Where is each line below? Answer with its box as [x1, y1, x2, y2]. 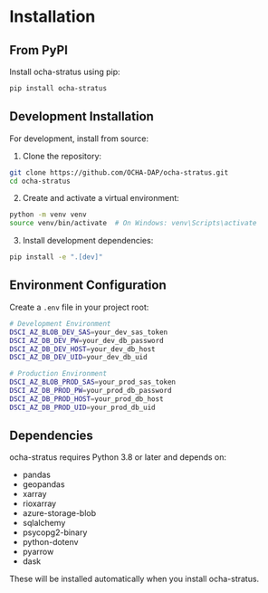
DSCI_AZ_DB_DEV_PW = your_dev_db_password [9, 336, 165, 345]
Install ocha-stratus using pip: [9, 66, 120, 77]
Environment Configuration [9, 278, 167, 293]
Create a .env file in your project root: [9, 301, 149, 312]
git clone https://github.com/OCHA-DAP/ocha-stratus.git [9, 167, 229, 177]
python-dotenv [22, 537, 79, 548]
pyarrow [22, 546, 54, 558]
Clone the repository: [22, 150, 102, 161]
